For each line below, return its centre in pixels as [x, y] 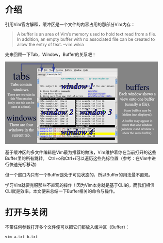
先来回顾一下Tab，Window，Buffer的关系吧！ [51, 54]
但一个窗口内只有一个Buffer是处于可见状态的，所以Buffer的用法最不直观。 [79, 175]
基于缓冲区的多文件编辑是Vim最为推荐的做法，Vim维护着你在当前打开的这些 [81, 152]
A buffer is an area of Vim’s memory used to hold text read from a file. [87, 34]
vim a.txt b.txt [21, 237]
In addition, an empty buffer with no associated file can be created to [86, 39]
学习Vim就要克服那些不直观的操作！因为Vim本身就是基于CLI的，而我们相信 [80, 185]
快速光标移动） [24, 165]
